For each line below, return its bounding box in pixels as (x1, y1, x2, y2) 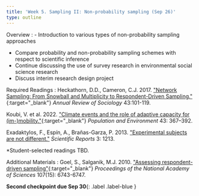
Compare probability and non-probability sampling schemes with (14, 49, 176, 56)
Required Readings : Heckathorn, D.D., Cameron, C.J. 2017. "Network (6, 86, 177, 93)
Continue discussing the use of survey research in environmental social (14, 61, 192, 69)
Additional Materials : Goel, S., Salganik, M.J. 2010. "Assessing (6, 158, 161, 165)
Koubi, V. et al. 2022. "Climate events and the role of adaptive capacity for (6, 111, 190, 118)
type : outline (6, 14, 42, 20)
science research (14, 68, 58, 75)
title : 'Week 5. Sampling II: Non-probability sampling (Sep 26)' (6, 8, 176, 15)
